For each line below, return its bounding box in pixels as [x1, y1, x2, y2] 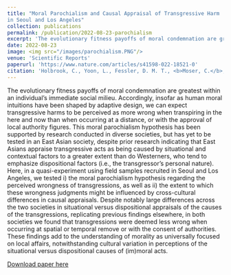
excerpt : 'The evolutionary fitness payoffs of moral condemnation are [7, 36, 217, 43]
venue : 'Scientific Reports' [7, 55, 91, 62]
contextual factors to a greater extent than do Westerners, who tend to [7, 152, 208, 160]
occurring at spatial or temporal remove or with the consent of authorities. [7, 224, 217, 233]
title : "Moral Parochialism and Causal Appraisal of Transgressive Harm [7, 10, 220, 17]
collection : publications [7, 23, 81, 29]
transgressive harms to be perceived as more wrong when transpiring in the [7, 108, 222, 117]
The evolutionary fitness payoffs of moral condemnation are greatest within [7, 86, 221, 95]
